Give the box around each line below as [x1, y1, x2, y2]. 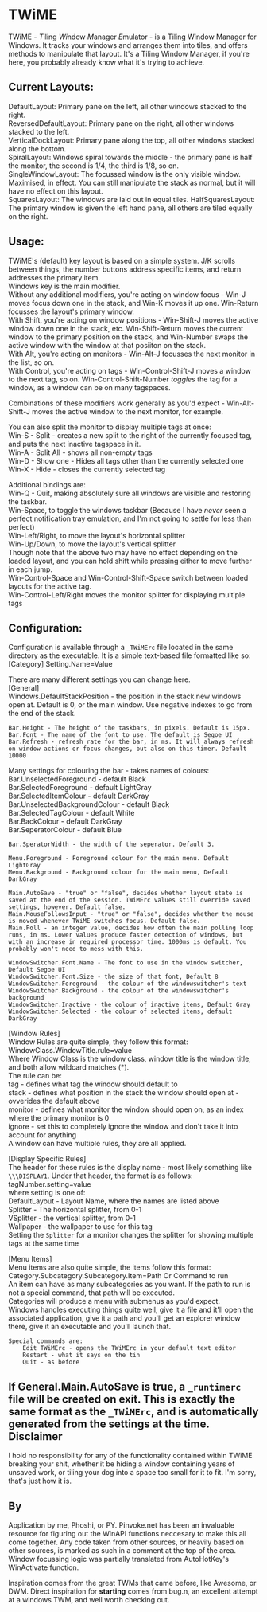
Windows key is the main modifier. [8, 281, 121, 291]
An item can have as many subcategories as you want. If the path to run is [8, 1280, 251, 1289]
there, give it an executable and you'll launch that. [8, 1322, 172, 1332]
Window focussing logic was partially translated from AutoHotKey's [8, 1555, 229, 1563]
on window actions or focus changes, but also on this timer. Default [8, 745, 247, 753]
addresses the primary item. [8, 272, 101, 282]
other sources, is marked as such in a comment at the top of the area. [8, 1546, 237, 1555]
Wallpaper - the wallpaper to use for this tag [8, 1222, 153, 1231]
